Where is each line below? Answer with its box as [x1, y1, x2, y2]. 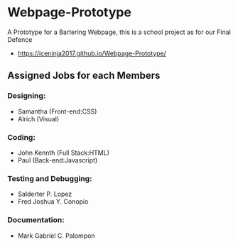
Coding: [7, 132, 36, 142]
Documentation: [7, 215, 65, 225]
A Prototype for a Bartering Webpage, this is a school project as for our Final [7, 28, 231, 36]
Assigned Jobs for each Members [7, 70, 161, 82]
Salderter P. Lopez [17, 190, 72, 199]
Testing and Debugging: [7, 173, 92, 183]
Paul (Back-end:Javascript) [17, 155, 98, 164]
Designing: [7, 91, 46, 101]
